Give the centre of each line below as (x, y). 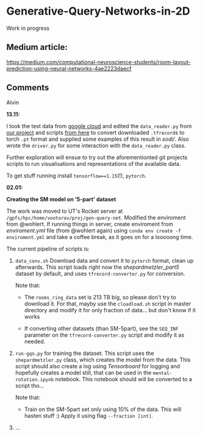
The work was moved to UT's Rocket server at (65, 211)
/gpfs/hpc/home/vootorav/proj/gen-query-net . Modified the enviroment (96, 217)
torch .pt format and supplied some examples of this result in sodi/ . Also (98, 139)
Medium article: (37, 47)
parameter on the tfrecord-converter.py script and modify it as (104, 335)
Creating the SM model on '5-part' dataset (61, 199)
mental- (163, 373)
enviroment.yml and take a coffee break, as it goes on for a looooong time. (100, 237)
